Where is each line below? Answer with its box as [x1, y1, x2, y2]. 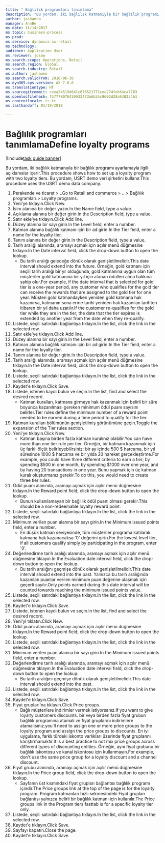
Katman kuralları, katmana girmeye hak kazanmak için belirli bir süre [20, 399, 158, 405]
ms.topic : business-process [5, 30, 63, 35]
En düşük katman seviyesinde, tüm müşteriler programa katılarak [20, 529, 151, 535]
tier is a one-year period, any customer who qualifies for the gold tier [20, 284, 160, 290]
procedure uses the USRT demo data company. [5, 180, 102, 186]
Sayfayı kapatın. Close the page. [12, 827, 77, 833]
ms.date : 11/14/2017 [5, 26, 48, 30]
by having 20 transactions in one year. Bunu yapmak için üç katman [20, 466, 157, 472]
